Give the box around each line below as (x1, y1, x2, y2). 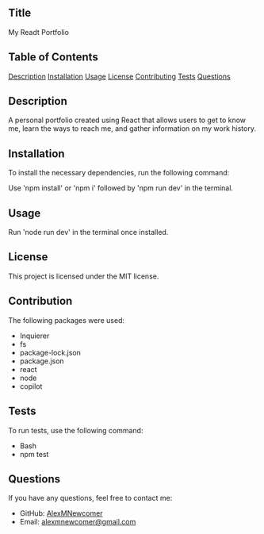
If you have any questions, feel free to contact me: (8, 494, 173, 503)
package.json (19, 356, 65, 366)
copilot (19, 381, 43, 391)
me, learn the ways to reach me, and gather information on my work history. (8, 124, 256, 133)
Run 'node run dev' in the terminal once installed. (8, 228, 169, 237)
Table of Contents (8, 51, 99, 64)
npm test (19, 449, 49, 459)
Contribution (8, 294, 73, 308)
